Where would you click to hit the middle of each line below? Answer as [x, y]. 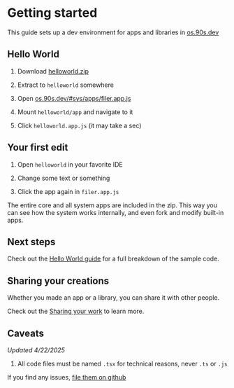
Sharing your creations [58, 280]
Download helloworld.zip [53, 71]
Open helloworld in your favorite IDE [70, 164]
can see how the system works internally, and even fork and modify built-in [116, 212]
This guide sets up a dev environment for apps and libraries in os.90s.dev [113, 32]
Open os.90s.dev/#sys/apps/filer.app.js [74, 98]
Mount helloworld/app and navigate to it [75, 112]
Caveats [25, 333]
